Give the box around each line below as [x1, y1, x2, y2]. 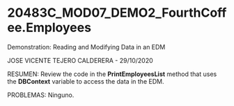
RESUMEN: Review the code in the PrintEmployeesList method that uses [7, 70, 217, 78]
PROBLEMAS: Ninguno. [7, 91, 75, 99]
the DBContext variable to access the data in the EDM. [7, 77, 164, 85]
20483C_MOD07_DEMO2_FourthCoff [7, 5, 227, 21]
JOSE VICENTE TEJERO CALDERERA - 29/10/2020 [7, 56, 153, 64]
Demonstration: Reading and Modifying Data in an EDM [7, 43, 166, 51]
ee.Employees [7, 20, 92, 36]
